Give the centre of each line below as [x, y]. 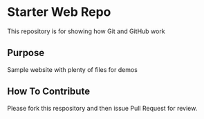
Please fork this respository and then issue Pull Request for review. [102, 108]
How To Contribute [49, 92]
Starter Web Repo [59, 12]
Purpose [26, 53]
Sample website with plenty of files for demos [73, 69]
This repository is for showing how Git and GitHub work [86, 31]
